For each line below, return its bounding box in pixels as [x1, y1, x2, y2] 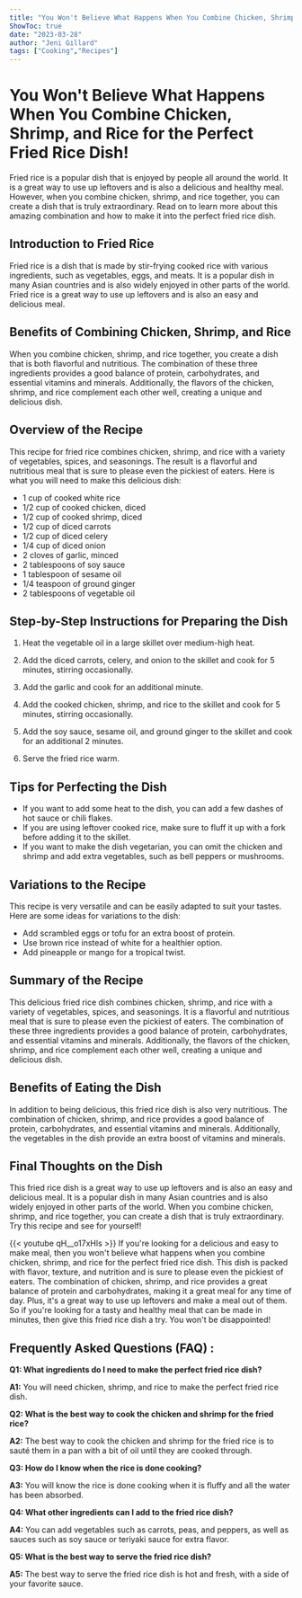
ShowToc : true [9, 22, 63, 31]
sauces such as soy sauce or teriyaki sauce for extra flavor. [9, 1534, 229, 1545]
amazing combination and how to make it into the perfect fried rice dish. [9, 210, 277, 221]
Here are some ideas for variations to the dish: [9, 910, 182, 921]
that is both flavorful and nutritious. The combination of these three [9, 358, 258, 368]
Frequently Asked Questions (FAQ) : [9, 1340, 215, 1355]
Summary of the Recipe [9, 972, 144, 989]
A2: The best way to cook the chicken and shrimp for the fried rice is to [9, 1435, 274, 1447]
